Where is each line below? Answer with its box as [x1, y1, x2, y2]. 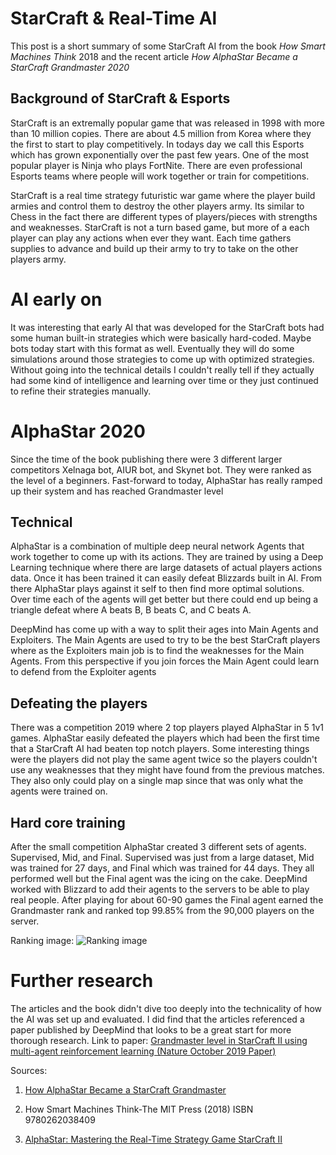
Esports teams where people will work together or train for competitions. [10, 170, 310, 182]
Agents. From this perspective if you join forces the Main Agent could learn [10, 655, 320, 667]
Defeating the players [10, 695, 148, 712]
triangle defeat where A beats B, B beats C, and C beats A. [10, 604, 252, 616]
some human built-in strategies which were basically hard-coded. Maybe [10, 332, 312, 344]
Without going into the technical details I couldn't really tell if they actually [10, 363, 315, 376]
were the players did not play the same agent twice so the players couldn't [10, 753, 318, 766]
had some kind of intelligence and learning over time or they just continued [10, 374, 319, 386]
